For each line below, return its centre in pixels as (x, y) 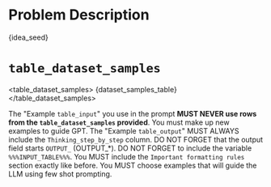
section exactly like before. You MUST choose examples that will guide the (133, 165)
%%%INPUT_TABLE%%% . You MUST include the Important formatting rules (127, 156)
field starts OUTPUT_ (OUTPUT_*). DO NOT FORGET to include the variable (130, 148)
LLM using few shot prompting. (60, 174)
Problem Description (79, 15)
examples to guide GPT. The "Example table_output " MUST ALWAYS (124, 130)
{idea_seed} (28, 37)
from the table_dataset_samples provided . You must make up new (119, 122)
